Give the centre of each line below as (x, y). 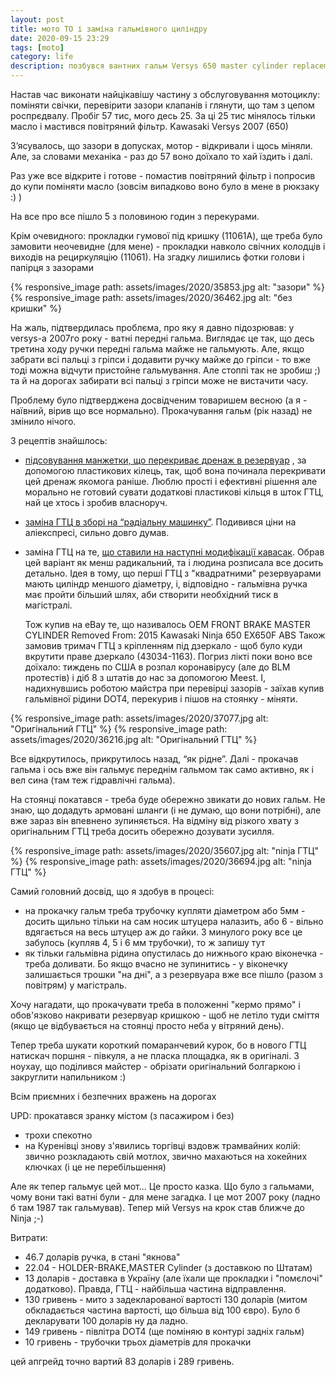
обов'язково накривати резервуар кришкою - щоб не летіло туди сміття (165, 1015)
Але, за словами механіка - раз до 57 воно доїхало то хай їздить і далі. (161, 156)
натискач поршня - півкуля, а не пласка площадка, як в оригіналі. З (155, 1055)
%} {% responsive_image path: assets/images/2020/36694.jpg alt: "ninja (161, 861)
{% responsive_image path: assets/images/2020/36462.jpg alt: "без (151, 297)
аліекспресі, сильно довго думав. (97, 532)
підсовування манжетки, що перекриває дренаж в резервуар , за (165, 460)
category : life (42, 57)
